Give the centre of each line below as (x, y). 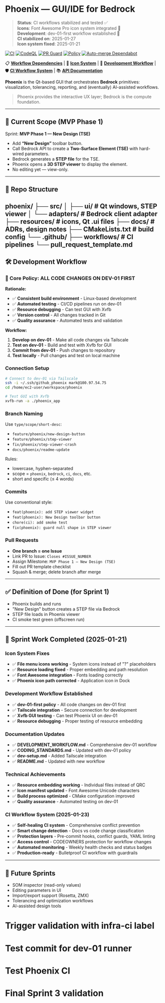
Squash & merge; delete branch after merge (57, 572)
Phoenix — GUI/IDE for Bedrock (70, 9)
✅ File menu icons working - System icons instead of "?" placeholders (84, 664)
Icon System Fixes (27, 653)
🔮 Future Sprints (30, 873)
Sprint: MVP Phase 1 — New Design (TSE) (48, 134)
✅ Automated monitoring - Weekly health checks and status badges (82, 847)
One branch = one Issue (37, 551)
